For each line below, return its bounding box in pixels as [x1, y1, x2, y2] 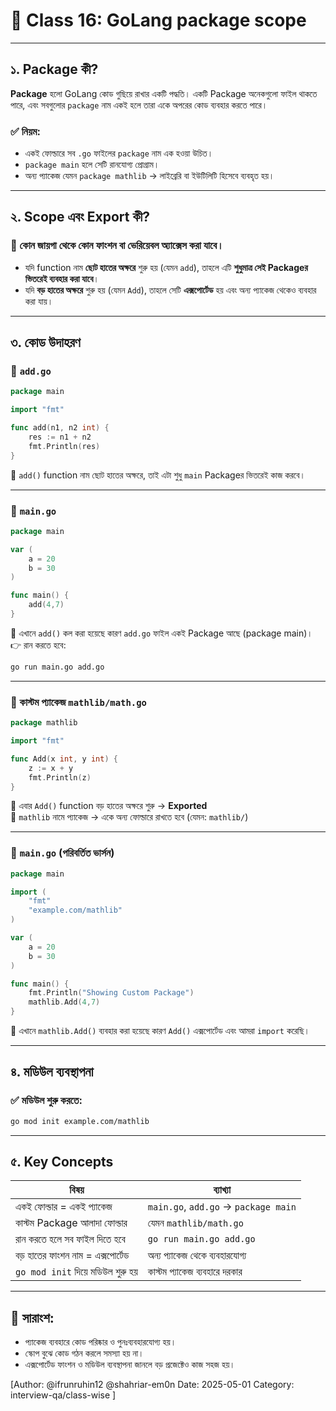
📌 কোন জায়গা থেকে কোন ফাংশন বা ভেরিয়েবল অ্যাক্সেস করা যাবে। [10, 239, 225, 253]
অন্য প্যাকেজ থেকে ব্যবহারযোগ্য [147, 1249, 247, 1263]
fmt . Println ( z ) [28, 772, 92, 783]
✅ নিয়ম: [10, 124, 42, 138]
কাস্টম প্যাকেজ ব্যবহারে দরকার [147, 1265, 243, 1279]
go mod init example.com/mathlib [10, 1116, 150, 1126]
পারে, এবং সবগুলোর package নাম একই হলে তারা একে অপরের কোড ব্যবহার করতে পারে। [10, 99, 268, 111]
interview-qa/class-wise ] [10, 1389, 117, 1401]
